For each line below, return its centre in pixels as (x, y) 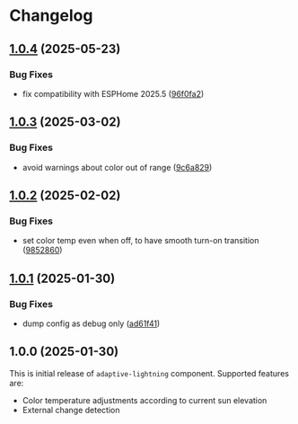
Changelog (51, 16)
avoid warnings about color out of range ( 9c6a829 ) (117, 167)
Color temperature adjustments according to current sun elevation (145, 400)
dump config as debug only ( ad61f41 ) (91, 323)
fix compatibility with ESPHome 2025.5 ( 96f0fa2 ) (113, 93)
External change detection (71, 410)
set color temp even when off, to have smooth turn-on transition (140, 241)
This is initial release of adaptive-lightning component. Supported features (149, 373)
